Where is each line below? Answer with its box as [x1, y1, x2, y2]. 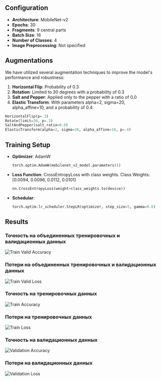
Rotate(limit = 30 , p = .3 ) [5, 118, 53, 123]
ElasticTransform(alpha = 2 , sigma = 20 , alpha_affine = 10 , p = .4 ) [5, 127, 131, 132]
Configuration [5, 4, 48, 12]
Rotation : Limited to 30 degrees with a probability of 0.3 [12, 89, 125, 95]
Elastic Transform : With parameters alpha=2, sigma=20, [12, 99, 126, 105]
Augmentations [5, 57, 53, 65]
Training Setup [5, 140, 51, 149]
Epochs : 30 [12, 22, 35, 28]
